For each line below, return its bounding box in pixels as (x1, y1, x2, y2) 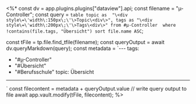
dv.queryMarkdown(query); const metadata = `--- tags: (6, 45, 139, 52)
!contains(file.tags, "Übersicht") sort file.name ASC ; (6, 27, 144, 34)
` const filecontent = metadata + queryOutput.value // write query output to (6, 85, 187, 92)
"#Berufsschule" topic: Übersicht (14, 69, 94, 75)
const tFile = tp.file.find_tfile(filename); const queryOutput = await (6, 39, 165, 45)
